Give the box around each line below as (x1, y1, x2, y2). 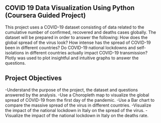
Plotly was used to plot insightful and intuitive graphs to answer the (5, 55, 139, 61)
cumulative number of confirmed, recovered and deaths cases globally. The (5, 29, 156, 35)
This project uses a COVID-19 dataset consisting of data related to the (5, 24, 145, 30)
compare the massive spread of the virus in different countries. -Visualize (5, 102, 151, 108)
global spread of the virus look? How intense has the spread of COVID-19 (5, 40, 151, 45)
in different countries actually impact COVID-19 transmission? (25, 50, 148, 55)
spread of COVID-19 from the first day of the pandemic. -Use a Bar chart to (5, 97, 155, 103)
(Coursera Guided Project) (5, 12, 86, 20)
